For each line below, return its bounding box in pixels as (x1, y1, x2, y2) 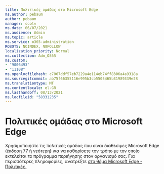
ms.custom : (5, 58, 28, 63)
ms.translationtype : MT (5, 81, 54, 86)
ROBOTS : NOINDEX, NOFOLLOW (5, 44, 61, 49)
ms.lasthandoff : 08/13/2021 (5, 90, 63, 95)
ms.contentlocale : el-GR (5, 85, 56, 90)
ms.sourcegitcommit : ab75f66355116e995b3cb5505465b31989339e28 (5, 76, 138, 81)
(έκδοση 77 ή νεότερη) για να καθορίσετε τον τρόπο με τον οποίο (5, 148, 140, 154)
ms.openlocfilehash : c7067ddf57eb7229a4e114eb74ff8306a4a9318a (5, 72, 138, 77)
